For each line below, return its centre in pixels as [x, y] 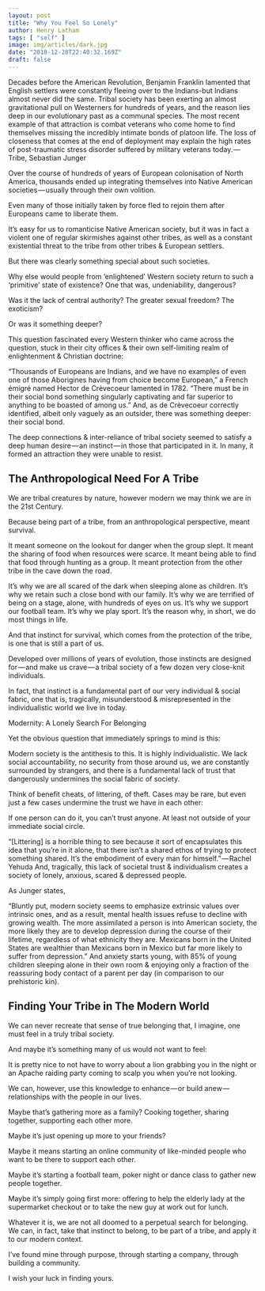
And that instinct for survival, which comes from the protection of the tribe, [130, 634]
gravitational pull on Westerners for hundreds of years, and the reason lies [129, 107]
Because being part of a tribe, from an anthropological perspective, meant [129, 521]
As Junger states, [37, 890]
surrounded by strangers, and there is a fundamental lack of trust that [122, 770]
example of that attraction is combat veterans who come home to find [122, 124]
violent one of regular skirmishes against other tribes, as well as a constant [131, 237]
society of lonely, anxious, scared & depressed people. [98, 875]
